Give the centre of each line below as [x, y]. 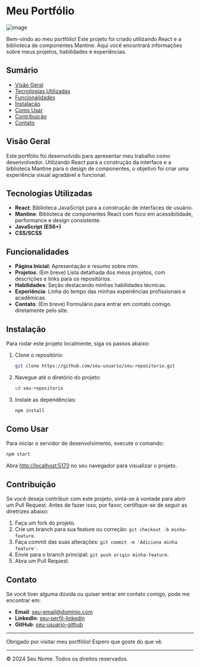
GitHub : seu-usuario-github [49, 624]
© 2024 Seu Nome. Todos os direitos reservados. [67, 659]
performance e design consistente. [58, 220]
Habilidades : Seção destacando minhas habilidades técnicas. [90, 285]
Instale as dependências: [45, 400]
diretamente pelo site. [41, 310]
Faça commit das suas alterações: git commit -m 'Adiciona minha [96, 542]
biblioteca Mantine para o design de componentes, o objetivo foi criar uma [98, 169]
